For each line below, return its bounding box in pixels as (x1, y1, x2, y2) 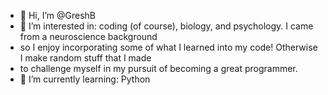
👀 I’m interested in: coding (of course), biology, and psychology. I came (19, 20, 314, 32)
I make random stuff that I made (19, 52, 152, 64)
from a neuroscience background (19, 31, 158, 42)
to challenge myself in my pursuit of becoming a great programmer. (19, 63, 298, 74)
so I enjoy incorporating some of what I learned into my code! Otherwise (19, 41, 318, 53)
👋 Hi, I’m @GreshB (19, 10, 96, 21)
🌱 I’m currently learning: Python (19, 73, 151, 85)
